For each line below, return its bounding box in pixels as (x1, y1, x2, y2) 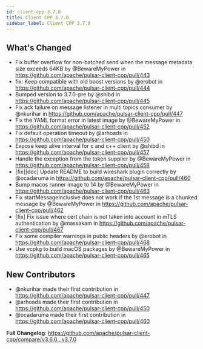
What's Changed (6, 42, 72, 53)
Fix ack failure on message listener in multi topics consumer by (15, 104, 173, 111)
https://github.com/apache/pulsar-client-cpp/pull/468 (15, 239, 150, 246)
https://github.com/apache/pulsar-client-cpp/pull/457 (15, 149, 150, 156)
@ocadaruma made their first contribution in (15, 311, 126, 318)
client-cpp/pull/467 (15, 226, 64, 233)
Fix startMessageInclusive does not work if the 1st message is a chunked (15, 194, 198, 201)
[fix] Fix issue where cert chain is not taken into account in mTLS (15, 213, 177, 221)
